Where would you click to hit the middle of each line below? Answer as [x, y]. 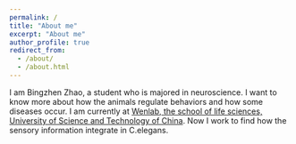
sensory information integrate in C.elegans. [89, 130]
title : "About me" [43, 26]
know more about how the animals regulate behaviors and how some [136, 101]
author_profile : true [50, 42]
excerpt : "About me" [48, 34]
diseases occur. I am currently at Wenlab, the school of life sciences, [136, 111]
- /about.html [43, 68]
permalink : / [34, 17]
